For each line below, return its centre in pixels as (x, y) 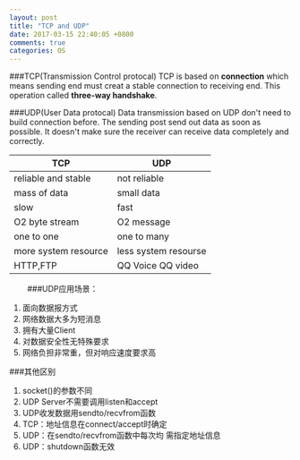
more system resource (61, 251)
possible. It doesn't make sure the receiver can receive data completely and (149, 132)
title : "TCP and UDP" (50, 26)
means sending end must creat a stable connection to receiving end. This (145, 86)
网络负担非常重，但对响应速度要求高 (89, 353)
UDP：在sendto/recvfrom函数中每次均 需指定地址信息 (121, 436)
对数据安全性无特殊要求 (65, 342)
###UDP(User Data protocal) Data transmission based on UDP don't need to (150, 113)
